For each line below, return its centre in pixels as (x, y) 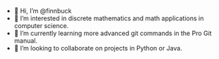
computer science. (41, 26)
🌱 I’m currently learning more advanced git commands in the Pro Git (113, 33)
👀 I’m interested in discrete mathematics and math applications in (109, 18)
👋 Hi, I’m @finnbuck (43, 11)
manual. (25, 41)
